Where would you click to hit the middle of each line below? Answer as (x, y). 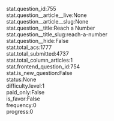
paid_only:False (25, 92)
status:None (21, 79)
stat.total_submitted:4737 (37, 54)
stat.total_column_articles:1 (40, 60)
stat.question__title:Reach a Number (51, 28)
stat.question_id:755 (31, 9)
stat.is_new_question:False (39, 73)
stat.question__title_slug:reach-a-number (57, 34)
